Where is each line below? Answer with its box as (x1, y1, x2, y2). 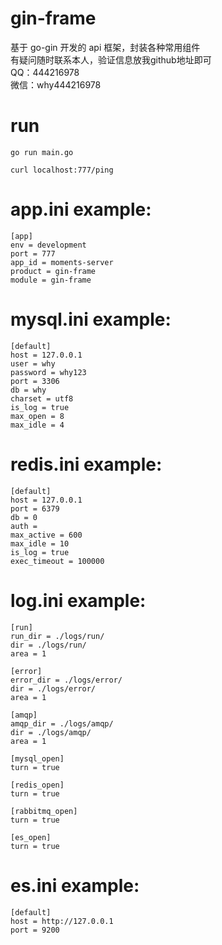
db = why (10, 385, 47, 395)
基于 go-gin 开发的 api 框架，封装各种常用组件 (10, 41, 201, 53)
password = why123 (10, 367, 87, 377)
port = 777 (10, 248, 56, 259)
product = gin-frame (10, 266, 97, 276)
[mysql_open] (10, 753, 65, 764)
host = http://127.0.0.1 (10, 916, 114, 926)
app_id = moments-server (10, 257, 114, 267)
